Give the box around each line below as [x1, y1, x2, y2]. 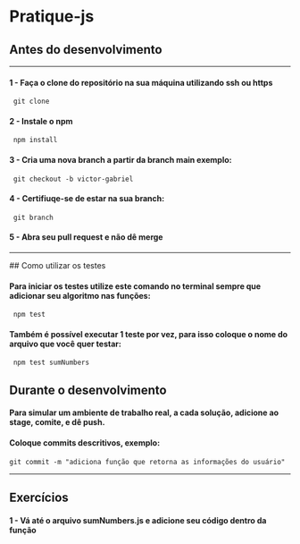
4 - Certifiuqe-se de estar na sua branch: [9, 193, 165, 204]
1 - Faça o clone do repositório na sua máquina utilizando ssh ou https [9, 77, 273, 88]
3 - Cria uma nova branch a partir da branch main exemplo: [9, 155, 232, 165]
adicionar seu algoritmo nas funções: [9, 290, 151, 301]
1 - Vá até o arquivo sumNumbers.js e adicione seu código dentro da [9, 514, 267, 525]
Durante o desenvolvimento [9, 382, 167, 397]
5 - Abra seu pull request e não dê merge [9, 232, 163, 242]
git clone [12, 97, 50, 106]
